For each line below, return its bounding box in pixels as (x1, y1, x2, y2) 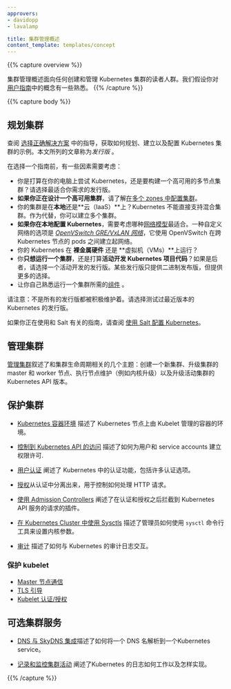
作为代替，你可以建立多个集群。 (29, 211, 121, 220)
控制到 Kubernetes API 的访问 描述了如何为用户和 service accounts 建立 (17, 443, 222, 451)
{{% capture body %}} (7, 97, 71, 106)
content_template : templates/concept (7, 42, 116, 49)
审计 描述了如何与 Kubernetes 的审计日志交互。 (17, 541, 152, 550)
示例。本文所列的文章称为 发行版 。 (19, 147, 118, 155)
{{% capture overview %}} (7, 61, 83, 69)
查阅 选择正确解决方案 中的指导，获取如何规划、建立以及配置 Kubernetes (7, 139, 214, 147)
